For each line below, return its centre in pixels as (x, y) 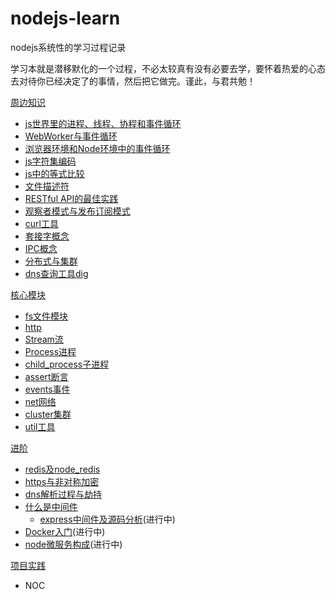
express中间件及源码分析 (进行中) (107, 519)
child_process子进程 (67, 364)
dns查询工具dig (56, 273)
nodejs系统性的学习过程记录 (68, 47)
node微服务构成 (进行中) (73, 544)
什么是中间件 (51, 506)
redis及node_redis (62, 469)
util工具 (40, 426)
